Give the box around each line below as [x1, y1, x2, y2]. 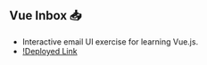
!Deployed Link [21, 45, 78, 56]
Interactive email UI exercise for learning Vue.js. [21, 36, 199, 47]
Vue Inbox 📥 [9, 8, 82, 23]
